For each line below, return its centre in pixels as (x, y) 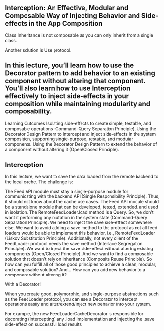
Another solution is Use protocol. (38, 50)
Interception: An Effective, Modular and (67, 8)
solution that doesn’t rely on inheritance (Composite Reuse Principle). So (79, 259)
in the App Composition (66, 23)
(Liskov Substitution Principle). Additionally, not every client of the (72, 238)
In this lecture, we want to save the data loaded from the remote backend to (82, 177)
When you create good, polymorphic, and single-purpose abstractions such (82, 294)
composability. (28, 112)
